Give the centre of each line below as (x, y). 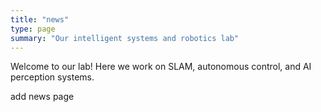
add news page (42, 97)
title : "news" (40, 19)
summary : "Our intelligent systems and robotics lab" (125, 38)
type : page (33, 29)
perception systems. (52, 77)
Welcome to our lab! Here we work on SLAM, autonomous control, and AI (161, 67)
